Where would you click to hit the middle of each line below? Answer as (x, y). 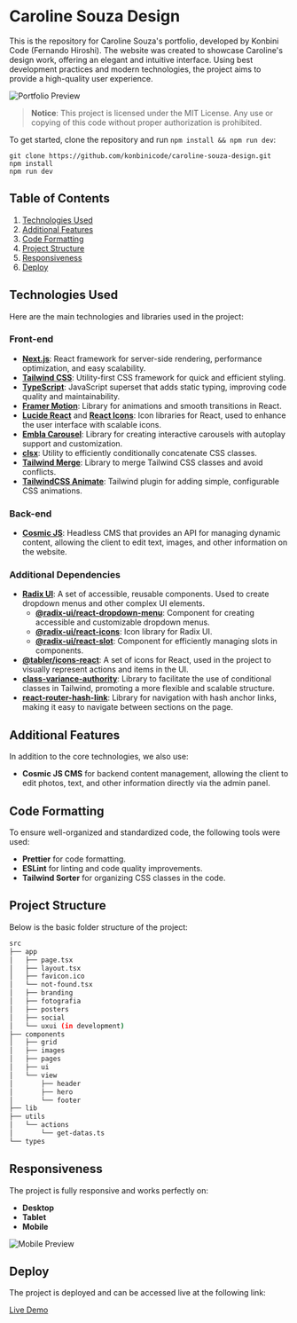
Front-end (31, 339)
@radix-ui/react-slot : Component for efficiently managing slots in (156, 642)
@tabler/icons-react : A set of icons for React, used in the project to (147, 660)
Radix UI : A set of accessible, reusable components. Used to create (145, 594)
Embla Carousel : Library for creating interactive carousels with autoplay (154, 434)
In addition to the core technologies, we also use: (99, 757)
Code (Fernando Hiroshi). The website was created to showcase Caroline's (146, 50)
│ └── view (33, 1075)
